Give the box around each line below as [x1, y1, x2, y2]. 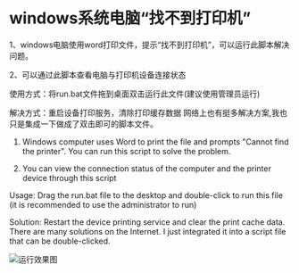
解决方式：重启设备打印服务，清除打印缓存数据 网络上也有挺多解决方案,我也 [9, 107, 287, 118]
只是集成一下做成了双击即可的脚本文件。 [9, 118, 158, 129]
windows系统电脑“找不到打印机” [9, 8, 252, 29]
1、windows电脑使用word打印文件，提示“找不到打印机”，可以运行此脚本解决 [9, 39, 290, 50]
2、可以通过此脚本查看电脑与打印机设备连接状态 [9, 69, 187, 80]
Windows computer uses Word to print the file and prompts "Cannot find [21, 136, 289, 147]
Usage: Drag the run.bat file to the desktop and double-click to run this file [9, 189, 284, 201]
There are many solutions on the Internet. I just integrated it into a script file [9, 226, 287, 236]
